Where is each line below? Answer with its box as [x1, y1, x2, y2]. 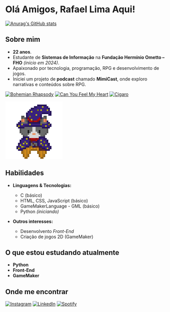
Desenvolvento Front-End [20, 228, 74, 234]
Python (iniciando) [20, 208, 60, 215]
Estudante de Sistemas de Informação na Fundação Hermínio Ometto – [12, 54, 165, 60]
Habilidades [5, 169, 44, 177]
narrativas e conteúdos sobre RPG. [12, 81, 87, 87]
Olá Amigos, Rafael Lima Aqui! [5, 4, 136, 15]
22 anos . [12, 48, 32, 55]
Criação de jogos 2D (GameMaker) [20, 233, 94, 240]
